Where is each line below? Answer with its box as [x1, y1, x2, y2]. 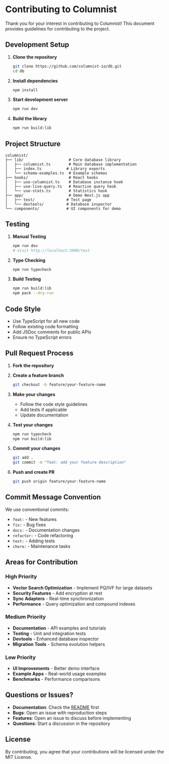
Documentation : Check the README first [12, 704, 100, 710]
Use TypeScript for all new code [12, 318, 80, 324]
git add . [12, 455, 34, 460]
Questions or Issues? [5, 691, 73, 700]
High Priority [5, 573, 37, 580]
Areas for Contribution [5, 558, 78, 567]
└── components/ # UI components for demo [5, 206, 121, 211]
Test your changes [12, 422, 53, 428]
